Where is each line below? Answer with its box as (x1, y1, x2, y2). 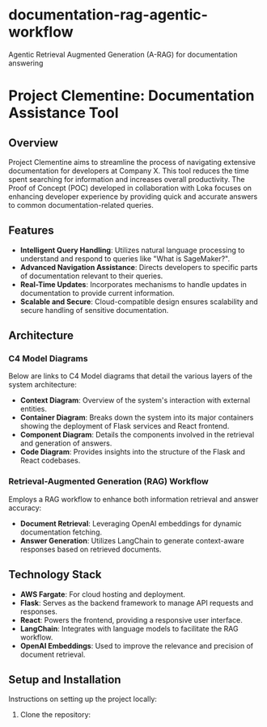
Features (8, 224, 54, 238)
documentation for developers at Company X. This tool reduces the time (8, 166, 249, 175)
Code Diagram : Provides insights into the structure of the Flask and (19, 447, 245, 457)
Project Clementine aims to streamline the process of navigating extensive (8, 157, 256, 167)
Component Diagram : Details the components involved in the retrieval (19, 430, 255, 440)
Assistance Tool (8, 104, 119, 122)
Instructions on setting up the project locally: (8, 694, 158, 704)
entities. (19, 404, 47, 414)
